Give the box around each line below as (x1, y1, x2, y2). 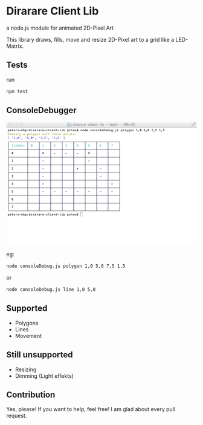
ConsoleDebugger (6, 105, 77, 115)
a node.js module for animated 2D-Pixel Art (6, 24, 114, 31)
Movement (14, 332, 42, 339)
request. (6, 412, 27, 420)
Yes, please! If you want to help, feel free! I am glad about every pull (6, 406, 176, 413)
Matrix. (6, 42, 24, 50)
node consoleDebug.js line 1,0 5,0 (6, 287, 96, 293)
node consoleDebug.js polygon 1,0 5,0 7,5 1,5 (6, 263, 126, 270)
